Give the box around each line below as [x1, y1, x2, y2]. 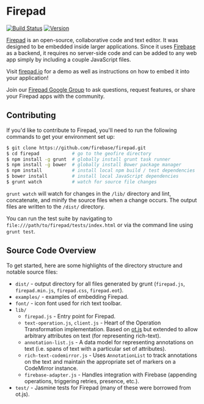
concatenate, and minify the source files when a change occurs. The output [6, 196, 197, 204]
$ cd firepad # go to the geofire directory [6, 150, 151, 156]
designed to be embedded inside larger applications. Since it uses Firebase [6, 43, 196, 50]
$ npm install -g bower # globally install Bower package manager [6, 162, 182, 168]
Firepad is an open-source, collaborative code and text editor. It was [6, 36, 178, 43]
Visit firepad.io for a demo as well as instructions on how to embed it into [6, 67, 190, 75]
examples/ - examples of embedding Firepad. [15, 293, 129, 300]
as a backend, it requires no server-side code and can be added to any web [6, 49, 197, 56]
